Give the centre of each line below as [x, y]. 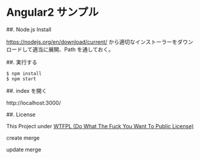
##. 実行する [22, 62]
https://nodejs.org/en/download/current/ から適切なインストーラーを [92, 42]
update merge [24, 149]
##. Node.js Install [29, 29]
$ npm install [24, 73]
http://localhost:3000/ [34, 102]
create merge [23, 138]
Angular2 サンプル [53, 12]
